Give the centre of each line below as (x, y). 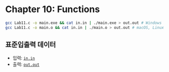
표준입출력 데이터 (31, 45)
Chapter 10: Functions (53, 9)
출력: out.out (26, 64)
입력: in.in (24, 58)
